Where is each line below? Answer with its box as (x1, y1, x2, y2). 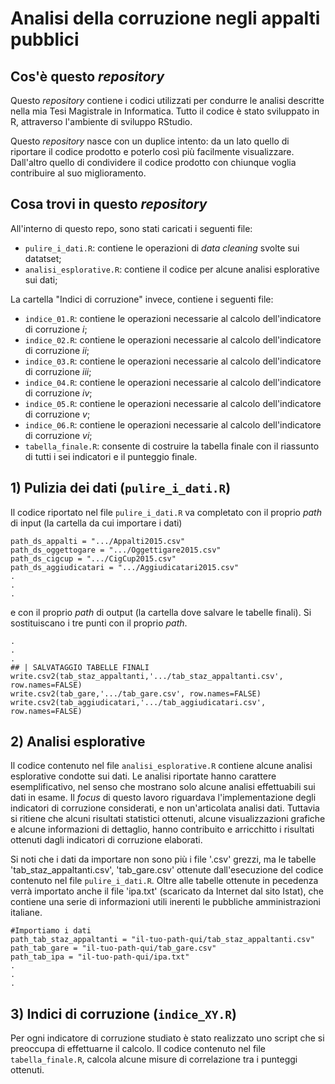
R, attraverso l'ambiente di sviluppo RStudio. (10, 116, 193, 127)
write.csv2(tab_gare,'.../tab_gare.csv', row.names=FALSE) (10, 688, 262, 699)
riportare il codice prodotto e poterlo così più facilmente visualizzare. (10, 146, 295, 157)
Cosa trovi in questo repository (10, 196, 208, 213)
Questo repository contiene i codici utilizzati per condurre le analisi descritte (10, 95, 325, 106)
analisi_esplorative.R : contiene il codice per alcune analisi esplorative (24, 263, 320, 275)
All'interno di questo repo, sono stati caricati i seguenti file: (10, 222, 253, 234)
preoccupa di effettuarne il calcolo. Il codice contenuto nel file (10, 1043, 267, 1055)
